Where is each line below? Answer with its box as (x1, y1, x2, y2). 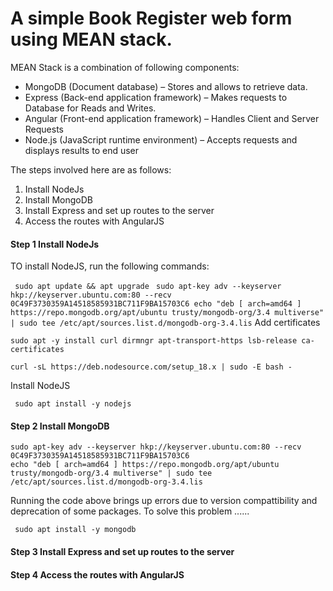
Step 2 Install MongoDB (10, 420, 110, 432)
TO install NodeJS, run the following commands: (10, 260, 210, 272)
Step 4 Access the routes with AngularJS (10, 568, 185, 581)
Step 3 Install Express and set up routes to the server (10, 545, 235, 557)
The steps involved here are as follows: (10, 163, 172, 176)
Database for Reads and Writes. (24, 102, 157, 114)
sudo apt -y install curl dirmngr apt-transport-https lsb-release (10, 336, 298, 346)
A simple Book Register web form (10, 7, 293, 30)
